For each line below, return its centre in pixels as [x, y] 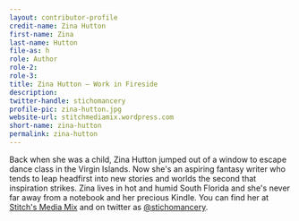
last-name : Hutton [43, 42]
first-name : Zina [42, 34]
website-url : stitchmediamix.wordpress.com [92, 117]
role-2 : [24, 68]
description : [34, 92]
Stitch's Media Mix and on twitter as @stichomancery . [109, 207]
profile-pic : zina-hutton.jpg [66, 109]
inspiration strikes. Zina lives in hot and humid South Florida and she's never [150, 188]
